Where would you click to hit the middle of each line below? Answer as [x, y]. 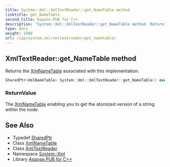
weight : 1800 [19, 33]
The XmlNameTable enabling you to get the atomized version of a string [80, 104]
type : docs [17, 29]
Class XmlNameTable [35, 143]
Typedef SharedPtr [32, 138]
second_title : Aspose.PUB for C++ [42, 19]
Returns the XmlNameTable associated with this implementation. [72, 71]
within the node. [22, 109]
